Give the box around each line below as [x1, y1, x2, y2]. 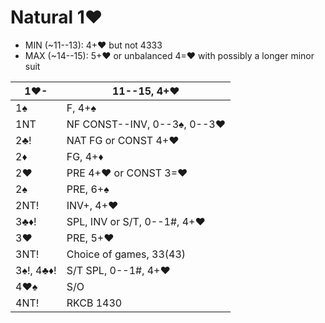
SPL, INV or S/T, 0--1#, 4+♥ [66, 214, 206, 228]
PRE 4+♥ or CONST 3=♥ [66, 166, 188, 180]
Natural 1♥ [10, 6, 103, 29]
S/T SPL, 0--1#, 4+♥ [66, 263, 171, 277]
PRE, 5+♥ [66, 231, 115, 245]
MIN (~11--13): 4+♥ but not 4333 [24, 39, 163, 51]
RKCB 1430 [66, 296, 123, 310]
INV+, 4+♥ [66, 198, 119, 212]
